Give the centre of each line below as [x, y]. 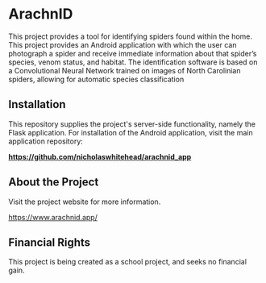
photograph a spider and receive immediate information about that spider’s [133, 53]
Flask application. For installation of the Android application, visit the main [131, 132]
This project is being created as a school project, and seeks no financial [128, 262]
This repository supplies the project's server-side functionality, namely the [132, 124]
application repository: [46, 141]
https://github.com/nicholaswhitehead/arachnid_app [100, 156]
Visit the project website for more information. [85, 202]
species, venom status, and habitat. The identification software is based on [133, 62]
